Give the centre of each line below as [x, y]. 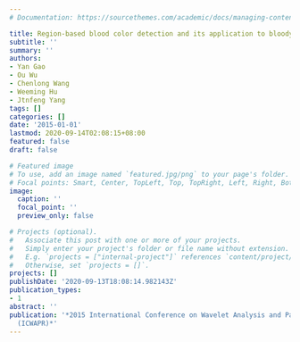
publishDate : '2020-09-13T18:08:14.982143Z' [93, 282]
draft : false [33, 150]
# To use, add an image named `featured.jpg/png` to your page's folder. [150, 174]
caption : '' [40, 199]
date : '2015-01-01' [46, 125]
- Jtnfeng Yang [37, 100]
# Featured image [42, 166]
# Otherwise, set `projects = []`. [79, 265]
